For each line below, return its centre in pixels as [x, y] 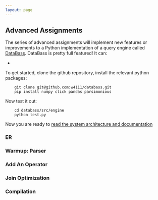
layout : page [19, 10]
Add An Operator [27, 165]
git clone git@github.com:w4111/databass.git [63, 87]
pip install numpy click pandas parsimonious [63, 92]
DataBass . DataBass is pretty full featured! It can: [56, 53]
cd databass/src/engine [39, 111]
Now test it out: [21, 101]
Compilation [21, 191]
